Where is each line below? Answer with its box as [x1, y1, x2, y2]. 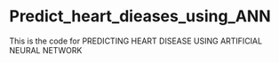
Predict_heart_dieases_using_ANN [9, 6, 271, 27]
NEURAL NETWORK [9, 44, 83, 55]
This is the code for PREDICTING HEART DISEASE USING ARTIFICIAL [9, 35, 263, 46]
